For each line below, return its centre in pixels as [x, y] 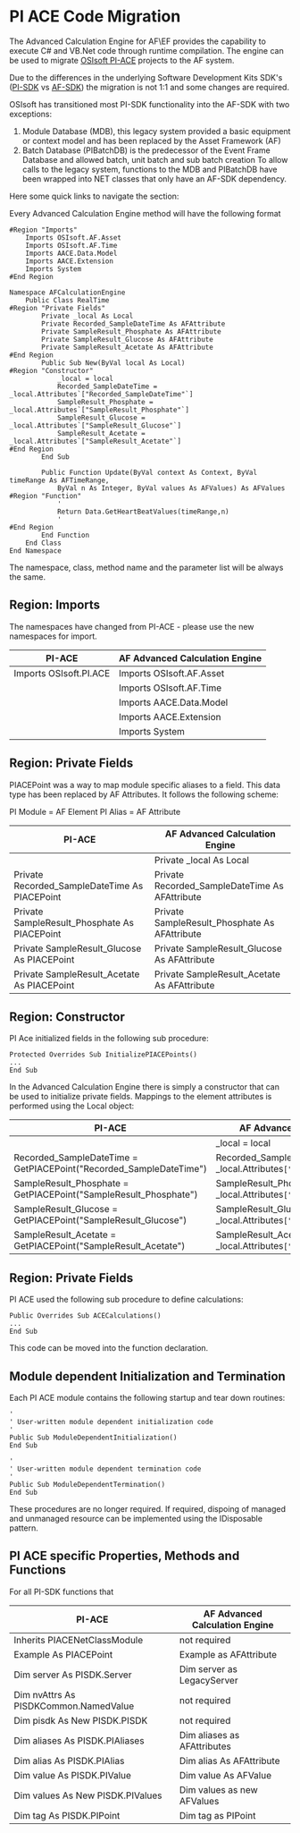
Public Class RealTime [67, 300]
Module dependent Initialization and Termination [147, 1376]
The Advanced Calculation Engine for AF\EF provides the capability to [137, 41]
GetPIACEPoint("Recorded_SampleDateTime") [110, 1169]
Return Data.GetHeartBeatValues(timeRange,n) [143, 512]
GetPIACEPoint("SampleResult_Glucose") [100, 1220]
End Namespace [36, 551]
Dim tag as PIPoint [217, 1815]
